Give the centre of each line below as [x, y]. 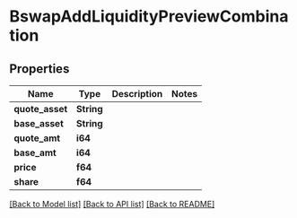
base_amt [35, 153]
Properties [39, 69]
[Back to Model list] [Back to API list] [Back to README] [112, 204]
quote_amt [37, 138]
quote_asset [41, 109]
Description [137, 94]
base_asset [39, 123]
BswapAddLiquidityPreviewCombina [149, 17]
